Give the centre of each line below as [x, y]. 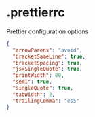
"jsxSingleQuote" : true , [47, 69]
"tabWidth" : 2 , [34, 94]
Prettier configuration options [47, 31]
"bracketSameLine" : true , [49, 56]
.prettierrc [36, 13]
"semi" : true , [32, 82]
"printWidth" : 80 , [39, 76]
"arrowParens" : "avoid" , [47, 50]
